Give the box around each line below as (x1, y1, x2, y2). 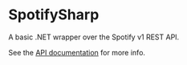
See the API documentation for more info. (8, 47, 146, 57)
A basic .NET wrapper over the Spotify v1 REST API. (8, 32, 180, 42)
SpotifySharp (8, 6, 100, 24)
